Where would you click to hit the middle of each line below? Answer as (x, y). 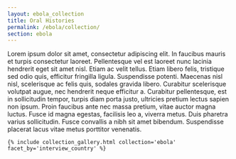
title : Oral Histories (41, 21)
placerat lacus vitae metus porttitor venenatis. (75, 129)
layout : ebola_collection (45, 14)
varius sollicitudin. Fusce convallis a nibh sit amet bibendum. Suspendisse (116, 122)
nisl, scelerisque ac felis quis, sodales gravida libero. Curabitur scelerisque (117, 84)
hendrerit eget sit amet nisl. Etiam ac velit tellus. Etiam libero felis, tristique (116, 69)
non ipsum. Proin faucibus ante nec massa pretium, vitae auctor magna (112, 106)
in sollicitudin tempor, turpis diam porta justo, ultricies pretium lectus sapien (118, 99)
